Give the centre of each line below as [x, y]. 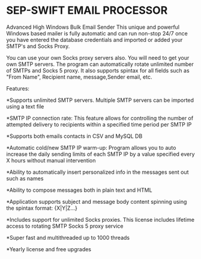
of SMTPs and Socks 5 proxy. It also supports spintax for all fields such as [98, 70]
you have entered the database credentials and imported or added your [94, 40]
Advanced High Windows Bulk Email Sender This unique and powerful [93, 27]
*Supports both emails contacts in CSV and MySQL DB [74, 136]
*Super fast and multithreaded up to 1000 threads [68, 237]
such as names [25, 178]
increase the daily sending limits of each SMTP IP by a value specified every [100, 154]
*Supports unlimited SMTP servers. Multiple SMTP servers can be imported [100, 100]
